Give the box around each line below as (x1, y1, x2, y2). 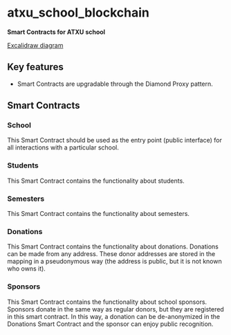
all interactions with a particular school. (7, 143, 120, 152)
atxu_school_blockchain (7, 5, 150, 21)
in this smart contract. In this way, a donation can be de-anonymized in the (7, 312, 220, 320)
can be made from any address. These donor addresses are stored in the (7, 250, 216, 258)
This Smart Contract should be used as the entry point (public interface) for (7, 136, 223, 145)
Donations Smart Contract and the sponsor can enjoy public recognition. (7, 320, 214, 328)
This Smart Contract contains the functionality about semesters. (7, 210, 190, 218)
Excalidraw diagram (7, 41, 64, 49)
